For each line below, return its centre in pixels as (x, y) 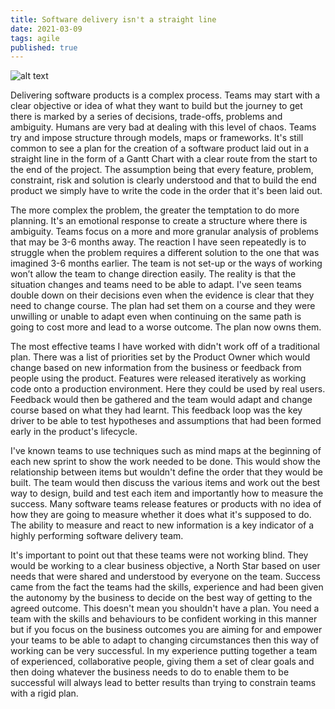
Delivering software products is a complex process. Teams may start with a (165, 95)
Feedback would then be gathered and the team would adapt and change (161, 400)
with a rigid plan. (44, 693)
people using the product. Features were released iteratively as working (158, 378)
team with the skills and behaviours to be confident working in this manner (164, 619)
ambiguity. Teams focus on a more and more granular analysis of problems (164, 232)
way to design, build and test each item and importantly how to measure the (167, 493)
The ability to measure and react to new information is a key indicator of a (162, 525)
